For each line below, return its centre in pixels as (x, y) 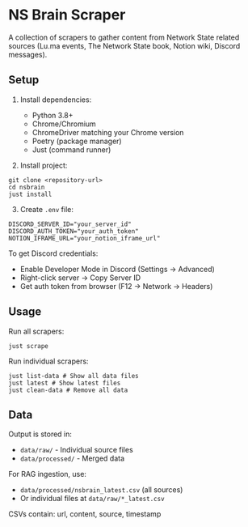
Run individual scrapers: (48, 361)
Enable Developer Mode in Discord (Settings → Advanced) (118, 269)
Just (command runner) (71, 149)
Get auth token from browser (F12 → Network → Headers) (116, 286)
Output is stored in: (40, 434)
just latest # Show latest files (65, 383)
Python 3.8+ (53, 115)
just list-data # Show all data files (74, 376)
